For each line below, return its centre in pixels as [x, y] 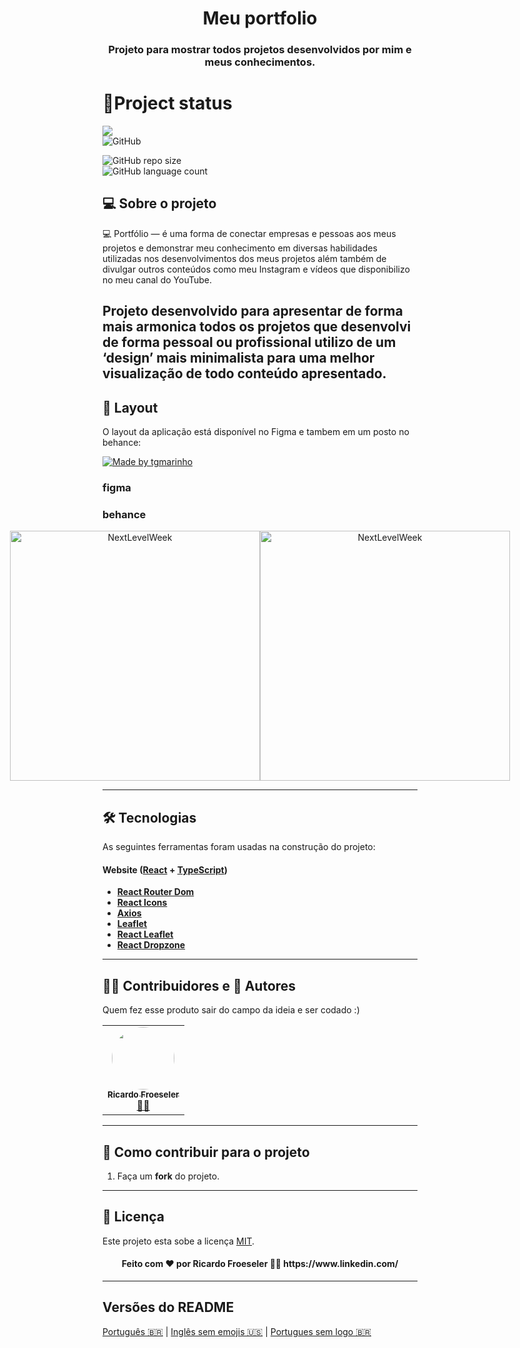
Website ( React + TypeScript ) [165, 869]
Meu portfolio [260, 18]
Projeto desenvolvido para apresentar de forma [253, 311]
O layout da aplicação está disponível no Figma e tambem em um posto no [256, 432]
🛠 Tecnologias [149, 817]
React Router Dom [155, 892]
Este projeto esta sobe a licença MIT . [178, 1241]
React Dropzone [151, 945]
